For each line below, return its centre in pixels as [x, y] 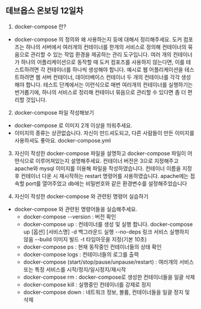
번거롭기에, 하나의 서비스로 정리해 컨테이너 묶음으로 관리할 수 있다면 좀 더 [100, 92]
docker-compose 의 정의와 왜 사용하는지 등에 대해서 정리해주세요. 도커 [98, 39]
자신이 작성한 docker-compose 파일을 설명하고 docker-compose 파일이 [100, 153]
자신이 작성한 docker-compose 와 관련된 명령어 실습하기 [81, 196]
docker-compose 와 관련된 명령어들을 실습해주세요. [76, 209]
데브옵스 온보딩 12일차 [45, 11]
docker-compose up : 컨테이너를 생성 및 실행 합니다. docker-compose [108, 224]
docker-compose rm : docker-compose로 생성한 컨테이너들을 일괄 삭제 [109, 277]
